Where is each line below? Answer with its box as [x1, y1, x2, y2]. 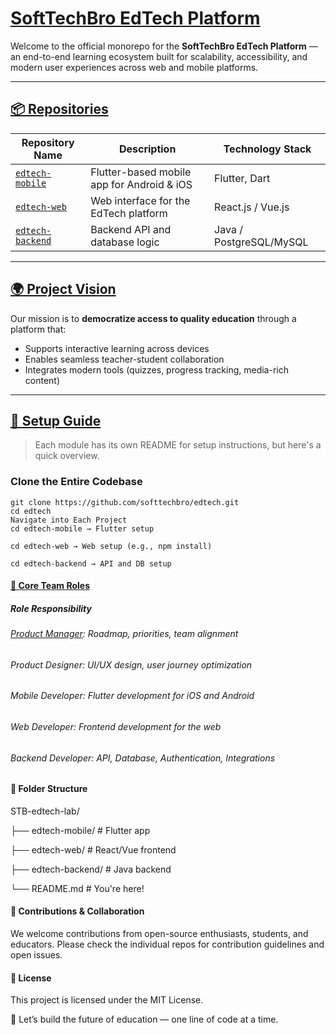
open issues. [10, 949, 63, 961]
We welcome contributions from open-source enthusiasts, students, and [10, 928, 309, 940]
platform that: [10, 323, 67, 335]
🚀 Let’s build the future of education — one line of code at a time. [10, 1013, 279, 1026]
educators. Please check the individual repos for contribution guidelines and [10, 938, 325, 951]
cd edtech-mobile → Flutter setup [10, 523, 155, 534]
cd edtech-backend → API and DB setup [10, 558, 172, 569]
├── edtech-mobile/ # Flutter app [10, 824, 151, 836]
